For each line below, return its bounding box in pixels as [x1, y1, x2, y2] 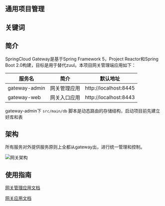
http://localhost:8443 [85, 94, 135, 101]
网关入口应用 [50, 94, 81, 101]
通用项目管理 [5, 4, 45, 13]
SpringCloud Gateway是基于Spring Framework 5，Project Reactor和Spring [5, 56, 159, 62]
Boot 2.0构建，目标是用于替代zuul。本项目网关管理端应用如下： [5, 62, 136, 68]
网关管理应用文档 [5, 185, 40, 191]
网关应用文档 [5, 196, 31, 202]
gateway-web [7, 94, 41, 101]
